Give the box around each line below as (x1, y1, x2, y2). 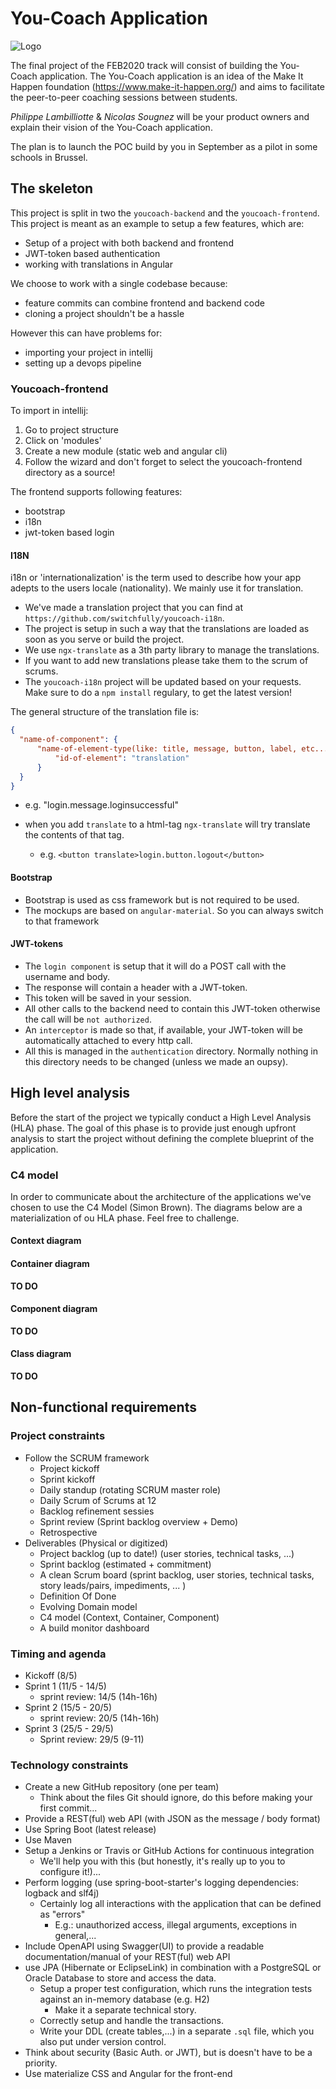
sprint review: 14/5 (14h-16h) (39, 1691, 158, 1703)
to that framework (24, 915, 100, 927)
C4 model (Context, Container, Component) (39, 1611, 220, 1623)
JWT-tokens (10, 938, 64, 950)
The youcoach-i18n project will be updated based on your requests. (24, 676, 302, 688)
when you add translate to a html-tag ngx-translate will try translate (24, 818, 311, 831)
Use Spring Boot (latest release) (24, 1823, 157, 1836)
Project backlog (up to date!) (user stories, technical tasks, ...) (39, 1547, 295, 1559)
